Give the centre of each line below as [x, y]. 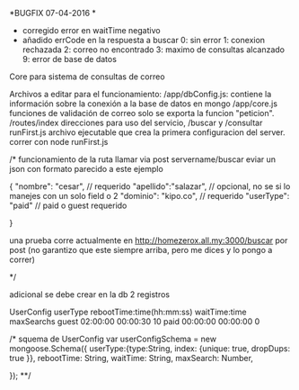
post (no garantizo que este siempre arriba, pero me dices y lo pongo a [141, 250]
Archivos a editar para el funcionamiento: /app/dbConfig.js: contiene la [141, 94]
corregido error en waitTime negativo [91, 30]
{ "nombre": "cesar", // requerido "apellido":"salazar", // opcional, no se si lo [150, 186]
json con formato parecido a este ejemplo [86, 169]
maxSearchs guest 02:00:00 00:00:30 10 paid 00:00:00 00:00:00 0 [135, 322]
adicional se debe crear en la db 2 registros [90, 295]
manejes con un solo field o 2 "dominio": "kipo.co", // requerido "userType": [149, 196]
